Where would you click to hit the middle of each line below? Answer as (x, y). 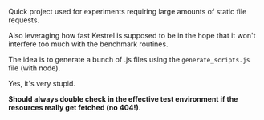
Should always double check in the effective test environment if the (123, 99)
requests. (24, 20)
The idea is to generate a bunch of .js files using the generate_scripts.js (129, 60)
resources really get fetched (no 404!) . (75, 108)
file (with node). (35, 68)
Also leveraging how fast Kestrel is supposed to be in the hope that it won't (132, 36)
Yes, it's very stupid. (42, 84)
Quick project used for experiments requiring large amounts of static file (128, 12)
